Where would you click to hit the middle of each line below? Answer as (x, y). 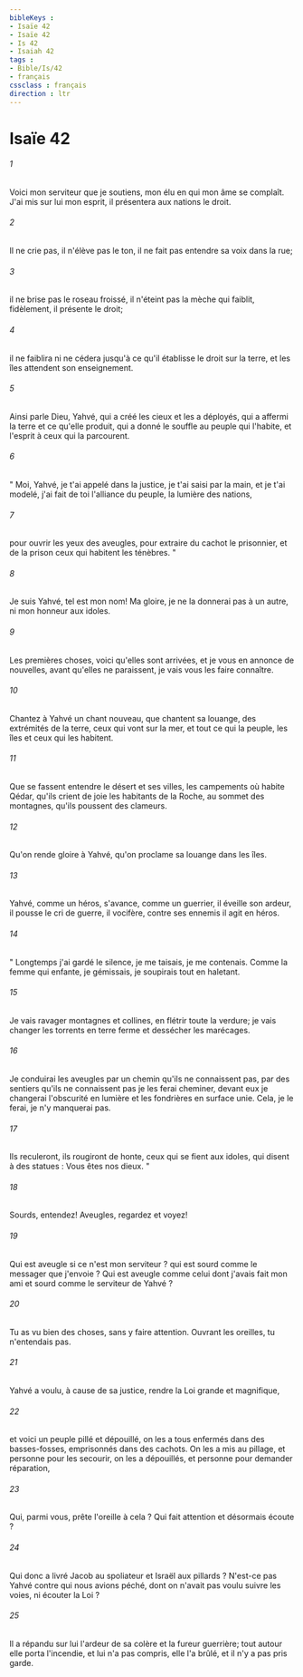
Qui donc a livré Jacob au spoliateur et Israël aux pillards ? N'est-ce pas (143, 1575)
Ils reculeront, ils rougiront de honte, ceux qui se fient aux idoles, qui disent (149, 1157)
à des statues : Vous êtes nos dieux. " (80, 1167)
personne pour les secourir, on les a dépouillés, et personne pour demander (151, 1459)
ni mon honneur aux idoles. (60, 611)
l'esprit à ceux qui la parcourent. (70, 435)
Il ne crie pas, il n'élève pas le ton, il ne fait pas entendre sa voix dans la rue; (151, 251)
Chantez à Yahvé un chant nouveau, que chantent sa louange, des (133, 718)
